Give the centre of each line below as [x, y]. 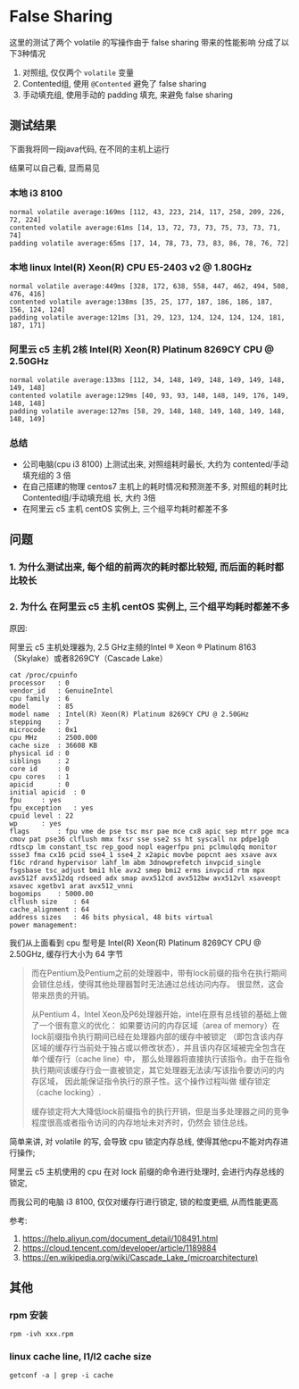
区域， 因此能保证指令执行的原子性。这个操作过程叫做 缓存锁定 [154, 1081]
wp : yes [36, 823]
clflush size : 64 [50, 902]
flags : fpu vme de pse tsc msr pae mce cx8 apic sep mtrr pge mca [149, 831]
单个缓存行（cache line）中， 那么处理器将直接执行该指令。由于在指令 [161, 1059]
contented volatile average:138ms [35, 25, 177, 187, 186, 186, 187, [141, 302]
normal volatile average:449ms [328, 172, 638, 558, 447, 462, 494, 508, [149, 287]
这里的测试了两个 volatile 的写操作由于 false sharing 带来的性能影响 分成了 [145, 42]
